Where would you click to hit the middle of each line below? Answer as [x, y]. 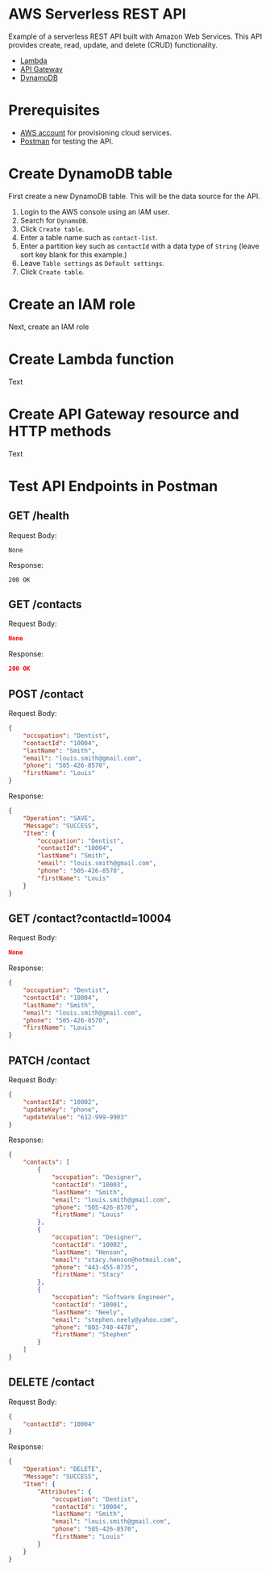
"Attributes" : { [64, 1492]
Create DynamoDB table [91, 174]
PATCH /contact [49, 1060]
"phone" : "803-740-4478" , [95, 1327]
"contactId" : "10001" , [89, 1304]
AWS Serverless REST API [98, 14]
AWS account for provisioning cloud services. [96, 132]
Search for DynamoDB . [54, 220]
